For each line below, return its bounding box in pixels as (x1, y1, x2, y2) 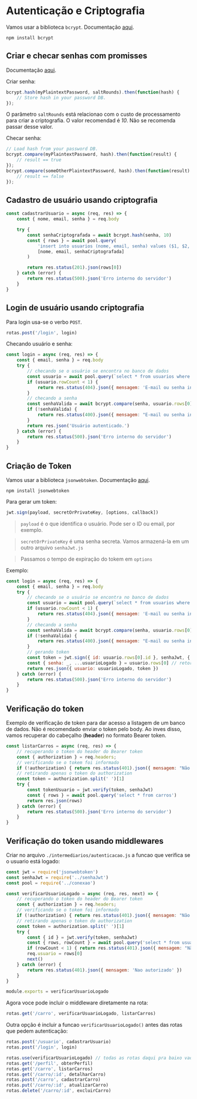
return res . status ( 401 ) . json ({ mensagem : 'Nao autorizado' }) (27, 967, 182, 973)
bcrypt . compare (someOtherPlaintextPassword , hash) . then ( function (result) (6, 167, 191, 174)
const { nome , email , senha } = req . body (16, 216, 119, 222)
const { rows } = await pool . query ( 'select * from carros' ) (27, 792, 177, 798)
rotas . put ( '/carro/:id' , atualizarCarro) (6, 1083, 109, 1088)
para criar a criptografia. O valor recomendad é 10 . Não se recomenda (6, 117, 176, 124)
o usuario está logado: (6, 857, 60, 865)
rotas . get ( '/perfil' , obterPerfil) (6, 1060, 93, 1066)
